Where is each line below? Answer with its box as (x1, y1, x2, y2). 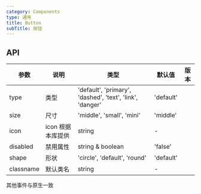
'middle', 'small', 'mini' (77, 111, 141, 119)
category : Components (6, 8, 60, 15)
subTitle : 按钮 (6, 25, 42, 32)
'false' (154, 143, 172, 151)
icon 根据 (45, 123, 72, 131)
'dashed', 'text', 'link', (77, 93, 138, 101)
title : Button (6, 20, 42, 26)
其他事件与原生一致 (6, 181, 54, 189)
